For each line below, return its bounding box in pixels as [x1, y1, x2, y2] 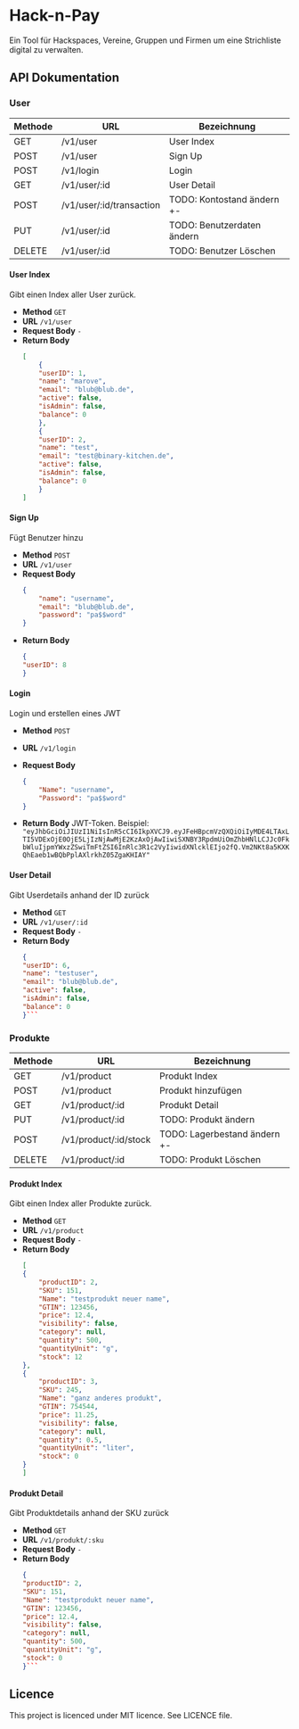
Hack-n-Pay [9, 5, 101, 26]
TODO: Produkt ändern [158, 1113, 255, 1125]
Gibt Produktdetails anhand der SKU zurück [9, 1508, 169, 1518]
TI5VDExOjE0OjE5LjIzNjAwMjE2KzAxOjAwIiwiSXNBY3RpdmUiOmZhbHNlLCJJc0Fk [21, 835, 290, 844]
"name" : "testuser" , [21, 969, 99, 978]
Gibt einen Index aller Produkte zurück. [9, 1198, 152, 1209]
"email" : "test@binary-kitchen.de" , [38, 451, 174, 460]
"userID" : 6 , [21, 961, 71, 970]
